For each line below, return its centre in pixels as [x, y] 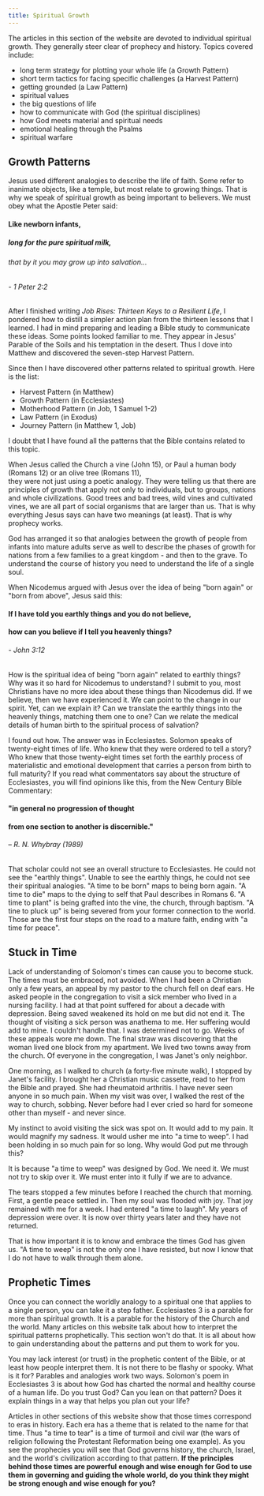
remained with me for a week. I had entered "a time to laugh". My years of [128, 1209]
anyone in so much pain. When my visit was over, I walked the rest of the [126, 1096]
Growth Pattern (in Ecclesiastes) [72, 400]
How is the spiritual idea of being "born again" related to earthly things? [125, 674]
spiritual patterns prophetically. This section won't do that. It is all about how [132, 1335]
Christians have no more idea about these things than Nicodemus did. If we [130, 691]
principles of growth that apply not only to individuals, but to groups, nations [132, 489]
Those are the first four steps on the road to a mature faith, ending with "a [128, 919]
